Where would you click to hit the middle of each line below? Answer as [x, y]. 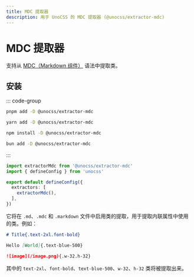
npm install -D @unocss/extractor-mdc [54, 133]
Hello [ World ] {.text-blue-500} [45, 245]
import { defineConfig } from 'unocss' [55, 171]
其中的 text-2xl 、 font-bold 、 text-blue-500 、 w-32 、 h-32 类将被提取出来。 [96, 268]
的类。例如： [22, 223]
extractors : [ [29, 188]
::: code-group [24, 101]
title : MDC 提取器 [27, 12]
